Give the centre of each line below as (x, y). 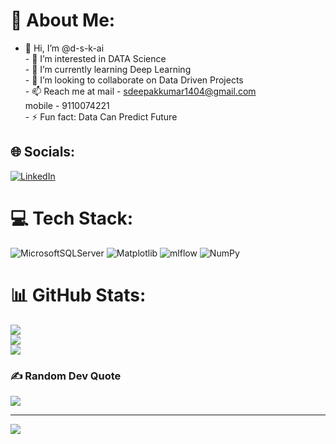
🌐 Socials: (43, 152)
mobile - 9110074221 (67, 105)
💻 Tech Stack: (72, 218)
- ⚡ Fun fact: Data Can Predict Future (101, 116)
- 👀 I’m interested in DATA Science (95, 58)
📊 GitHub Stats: (78, 295)
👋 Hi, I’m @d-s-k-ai (64, 48)
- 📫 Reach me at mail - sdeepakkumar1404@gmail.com (140, 91)
